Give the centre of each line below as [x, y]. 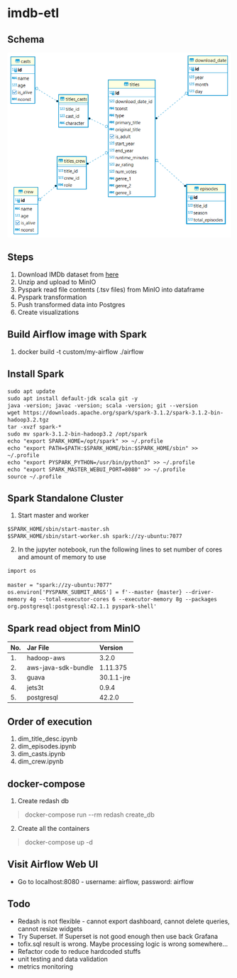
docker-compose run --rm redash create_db [89, 815]
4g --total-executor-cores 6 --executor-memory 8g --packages [123, 600]
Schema [26, 39]
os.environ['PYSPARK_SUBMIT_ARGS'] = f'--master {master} [95, 592]
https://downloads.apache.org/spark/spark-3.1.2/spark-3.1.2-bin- [123, 413]
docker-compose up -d [59, 842]
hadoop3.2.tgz [28, 420]
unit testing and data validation [63, 959]
